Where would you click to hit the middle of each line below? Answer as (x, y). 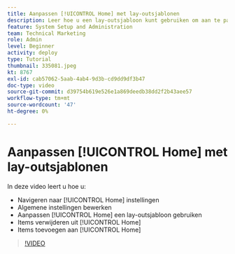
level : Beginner (31, 46)
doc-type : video (31, 85)
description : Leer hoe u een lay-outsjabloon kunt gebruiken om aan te (114, 20)
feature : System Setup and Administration (70, 27)
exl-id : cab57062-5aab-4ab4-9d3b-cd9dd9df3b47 (76, 79)
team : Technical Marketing (47, 33)
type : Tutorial (29, 59)
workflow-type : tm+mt (39, 99)
